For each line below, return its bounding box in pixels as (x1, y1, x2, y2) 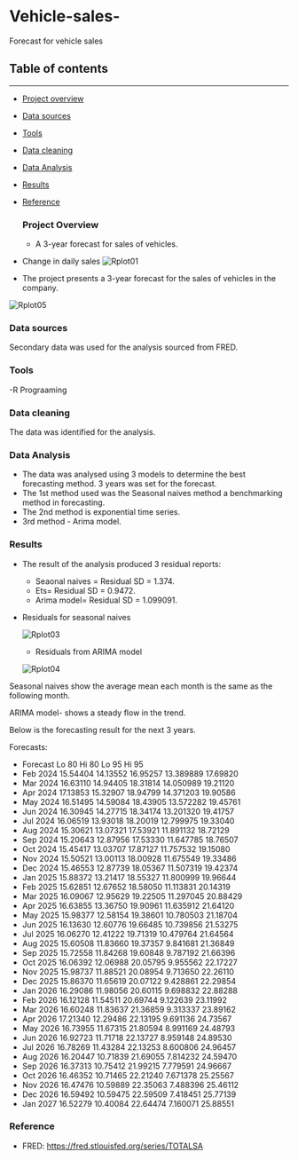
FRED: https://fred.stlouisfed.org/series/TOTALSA (21, 1140, 204, 1151)
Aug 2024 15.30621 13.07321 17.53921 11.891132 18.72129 (21, 825, 231, 835)
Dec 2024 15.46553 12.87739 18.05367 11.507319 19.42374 (21, 863, 239, 873)
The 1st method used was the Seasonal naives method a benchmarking (21, 488, 283, 499)
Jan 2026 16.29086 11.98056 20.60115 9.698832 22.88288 (21, 985, 238, 996)
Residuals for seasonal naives (21, 612, 131, 622)
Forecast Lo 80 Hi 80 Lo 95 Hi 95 (21, 759, 144, 769)
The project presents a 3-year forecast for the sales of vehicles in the (21, 273, 277, 284)
